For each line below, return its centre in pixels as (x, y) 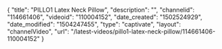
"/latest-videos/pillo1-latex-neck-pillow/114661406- (143, 31)
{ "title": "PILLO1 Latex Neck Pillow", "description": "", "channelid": (101, 10)
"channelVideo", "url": (38, 31)
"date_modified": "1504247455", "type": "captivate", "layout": (94, 24)
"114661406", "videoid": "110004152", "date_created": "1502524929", (105, 17)
